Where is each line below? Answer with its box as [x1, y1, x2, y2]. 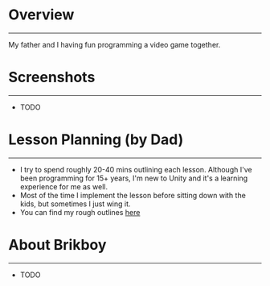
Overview [8, 6, 75, 24]
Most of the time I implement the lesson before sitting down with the [19, 190, 247, 200]
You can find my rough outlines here [19, 207, 141, 217]
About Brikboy [8, 236, 107, 254]
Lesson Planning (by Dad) [8, 131, 184, 149]
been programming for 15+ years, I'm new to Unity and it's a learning [19, 173, 248, 183]
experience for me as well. [19, 181, 108, 191]
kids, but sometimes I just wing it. [19, 199, 131, 209]
